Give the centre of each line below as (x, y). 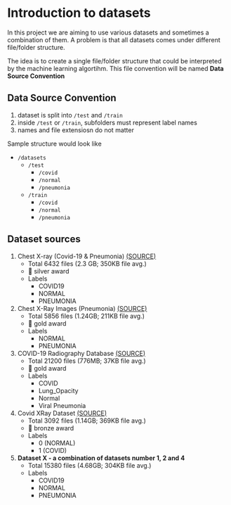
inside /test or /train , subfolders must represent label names (107, 122)
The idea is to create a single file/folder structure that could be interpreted (115, 60)
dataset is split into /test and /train (70, 115)
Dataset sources (44, 239)
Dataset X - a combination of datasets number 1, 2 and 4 (101, 458)
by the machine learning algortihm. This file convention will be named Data (115, 68)
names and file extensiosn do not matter (76, 130)
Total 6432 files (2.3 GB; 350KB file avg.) (87, 263)
